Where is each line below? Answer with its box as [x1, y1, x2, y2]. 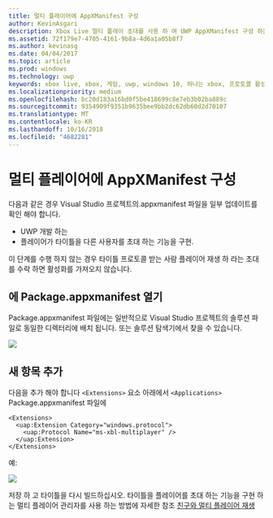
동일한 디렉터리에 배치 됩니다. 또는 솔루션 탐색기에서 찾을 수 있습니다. [23, 323, 242, 333]
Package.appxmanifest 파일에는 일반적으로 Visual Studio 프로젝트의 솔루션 [8, 313, 250, 323]
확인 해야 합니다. [8, 209, 61, 219]
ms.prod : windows [8, 65, 67, 73]
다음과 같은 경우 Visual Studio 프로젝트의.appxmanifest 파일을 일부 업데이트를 [8, 198, 258, 208]
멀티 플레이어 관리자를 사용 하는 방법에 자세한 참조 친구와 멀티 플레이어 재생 [16, 501, 256, 511]
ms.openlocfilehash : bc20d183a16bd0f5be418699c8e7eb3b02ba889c [8, 95, 227, 103]
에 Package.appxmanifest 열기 [8, 289, 163, 303]
